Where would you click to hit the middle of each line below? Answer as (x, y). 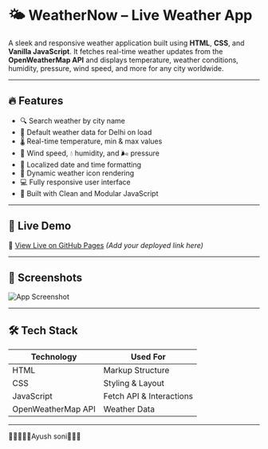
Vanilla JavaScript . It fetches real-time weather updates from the (116, 51)
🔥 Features (36, 101)
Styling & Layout (134, 384)
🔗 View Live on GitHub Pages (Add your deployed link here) (106, 245)
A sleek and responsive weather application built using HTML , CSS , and (126, 43)
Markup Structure (136, 370)
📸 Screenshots (45, 277)
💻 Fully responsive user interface (75, 182)
